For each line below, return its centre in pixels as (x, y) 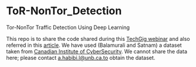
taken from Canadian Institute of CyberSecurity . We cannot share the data (97, 51)
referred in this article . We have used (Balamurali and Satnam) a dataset (94, 45)
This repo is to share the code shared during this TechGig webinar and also (98, 39)
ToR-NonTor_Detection (64, 11)
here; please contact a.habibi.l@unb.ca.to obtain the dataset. (81, 58)
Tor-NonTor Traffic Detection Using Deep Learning (68, 27)
